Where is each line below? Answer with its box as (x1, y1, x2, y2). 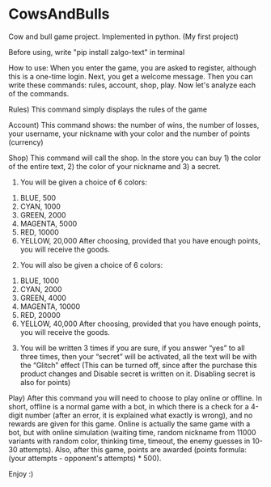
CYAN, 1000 (19, 201, 61, 211)
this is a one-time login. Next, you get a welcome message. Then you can (8, 71, 253, 81)
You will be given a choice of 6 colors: (19, 177, 147, 187)
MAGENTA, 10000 (19, 301, 81, 311)
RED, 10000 (19, 227, 59, 237)
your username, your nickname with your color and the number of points (8, 129, 251, 138)
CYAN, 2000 (19, 284, 62, 294)
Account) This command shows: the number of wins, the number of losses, (8, 120, 260, 129)
